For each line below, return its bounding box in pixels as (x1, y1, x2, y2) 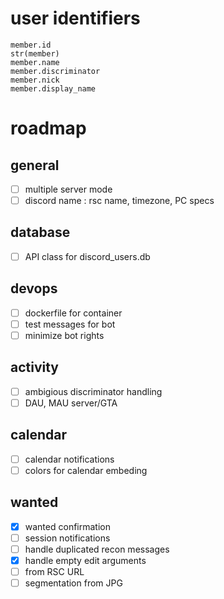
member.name (10, 57, 60, 67)
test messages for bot (24, 318, 116, 330)
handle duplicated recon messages (24, 543, 170, 555)
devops (10, 280, 58, 297)
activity (10, 359, 60, 376)
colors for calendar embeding (24, 464, 148, 476)
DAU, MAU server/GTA (24, 397, 118, 409)
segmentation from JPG (24, 577, 123, 589)
